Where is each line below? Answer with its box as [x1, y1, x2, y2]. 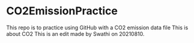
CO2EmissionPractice [6, 4, 118, 18]
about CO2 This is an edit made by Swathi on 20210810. [6, 30, 145, 37]
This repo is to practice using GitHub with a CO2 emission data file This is [6, 24, 189, 31]
